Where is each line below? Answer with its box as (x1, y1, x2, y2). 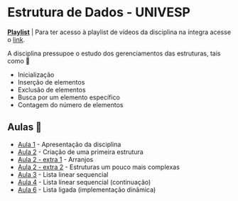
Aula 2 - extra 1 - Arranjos (17, 155, 94, 163)
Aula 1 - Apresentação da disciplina (17, 140, 121, 148)
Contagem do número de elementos (17, 100, 124, 109)
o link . (7, 35, 26, 43)
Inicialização (17, 70, 55, 79)
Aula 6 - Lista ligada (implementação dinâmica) (17, 185, 156, 194)
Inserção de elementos (17, 77, 85, 86)
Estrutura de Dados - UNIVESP (7, 4, 190, 21)
